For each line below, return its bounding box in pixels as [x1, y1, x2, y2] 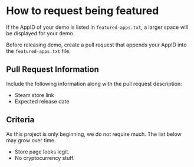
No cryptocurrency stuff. [14, 154, 75, 161]
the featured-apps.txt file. [6, 47, 71, 54]
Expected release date [14, 98, 70, 105]
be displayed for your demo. [6, 29, 75, 36]
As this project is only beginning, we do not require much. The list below [6, 131, 182, 138]
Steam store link [14, 91, 54, 98]
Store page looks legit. [14, 148, 70, 155]
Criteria [6, 115, 35, 125]
